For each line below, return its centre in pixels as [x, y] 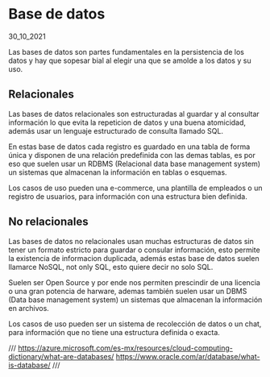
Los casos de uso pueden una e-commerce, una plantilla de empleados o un [135, 188]
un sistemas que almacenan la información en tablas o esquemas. [118, 172]
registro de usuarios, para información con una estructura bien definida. [128, 196]
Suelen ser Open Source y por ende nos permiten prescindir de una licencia [134, 282]
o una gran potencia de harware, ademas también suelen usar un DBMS [128, 291]
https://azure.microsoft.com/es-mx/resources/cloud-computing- [126, 348]
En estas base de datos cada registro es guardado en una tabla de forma [129, 147]
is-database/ [29, 365]
